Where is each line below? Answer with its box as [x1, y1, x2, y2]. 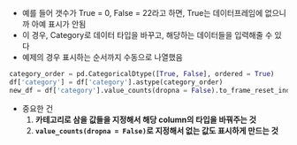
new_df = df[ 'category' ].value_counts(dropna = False [9, 86, 212, 95]
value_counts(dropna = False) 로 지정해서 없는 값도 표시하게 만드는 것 [34, 125, 278, 135]
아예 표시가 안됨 [31, 19, 87, 29]
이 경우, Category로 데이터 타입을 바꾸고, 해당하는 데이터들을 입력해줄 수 [21, 30, 273, 40]
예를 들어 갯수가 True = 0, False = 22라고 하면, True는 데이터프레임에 [21, 8, 263, 18]
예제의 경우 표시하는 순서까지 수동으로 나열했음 [21, 52, 183, 62]
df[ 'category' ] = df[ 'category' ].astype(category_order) [9, 78, 224, 87]
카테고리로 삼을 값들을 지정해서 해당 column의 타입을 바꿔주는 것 [34, 114, 256, 125]
